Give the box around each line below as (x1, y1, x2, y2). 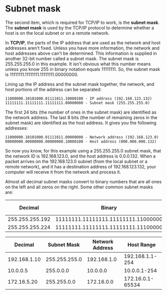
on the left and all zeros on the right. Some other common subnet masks (5, 184, 153, 190)
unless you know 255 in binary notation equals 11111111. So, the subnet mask (5, 66, 161, 72)
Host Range (127, 241, 156, 248)
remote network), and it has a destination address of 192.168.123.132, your (5, 163, 157, 169)
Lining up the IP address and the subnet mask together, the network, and (5, 81, 155, 87)
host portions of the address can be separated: (5, 86, 102, 92)
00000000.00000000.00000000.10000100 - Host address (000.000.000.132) (5, 139, 157, 144)
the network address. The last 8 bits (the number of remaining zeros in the (5, 114, 158, 120)
